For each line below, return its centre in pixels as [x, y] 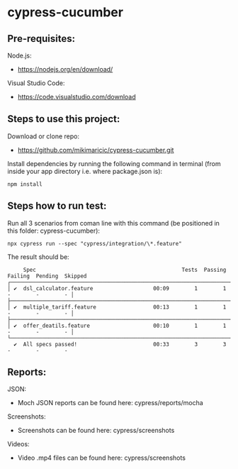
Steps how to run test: [57, 206]
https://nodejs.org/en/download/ [65, 69]
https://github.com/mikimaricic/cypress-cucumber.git [96, 150]
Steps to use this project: [64, 119]
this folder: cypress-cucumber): [54, 231]
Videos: [18, 444]
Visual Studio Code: [36, 83]
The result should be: [38, 257]
